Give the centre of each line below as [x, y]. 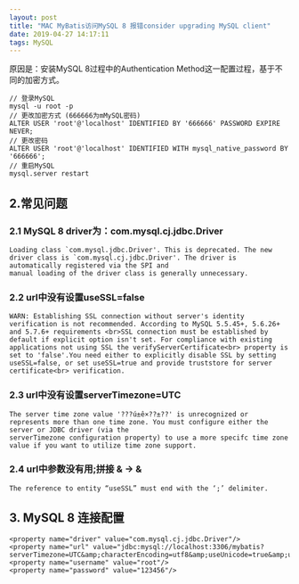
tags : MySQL [31, 42]
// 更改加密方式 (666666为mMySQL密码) [75, 116]
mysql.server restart [49, 174]
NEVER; [21, 132]
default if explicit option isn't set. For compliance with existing [141, 340]
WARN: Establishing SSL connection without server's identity [127, 317]
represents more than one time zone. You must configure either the [139, 422]
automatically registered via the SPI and [89, 265]
